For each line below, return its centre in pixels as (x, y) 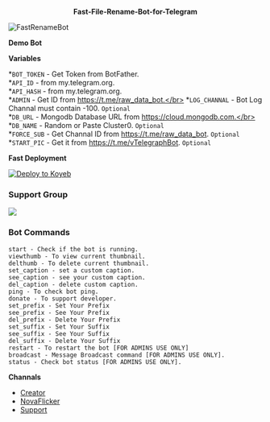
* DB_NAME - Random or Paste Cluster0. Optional (86, 125)
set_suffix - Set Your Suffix (59, 327)
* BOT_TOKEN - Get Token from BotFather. (74, 74)
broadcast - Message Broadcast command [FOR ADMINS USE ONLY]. (117, 355)
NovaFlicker (40, 401)
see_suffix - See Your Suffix (59, 333)
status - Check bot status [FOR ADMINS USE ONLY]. (95, 362)
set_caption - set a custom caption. (72, 270)
